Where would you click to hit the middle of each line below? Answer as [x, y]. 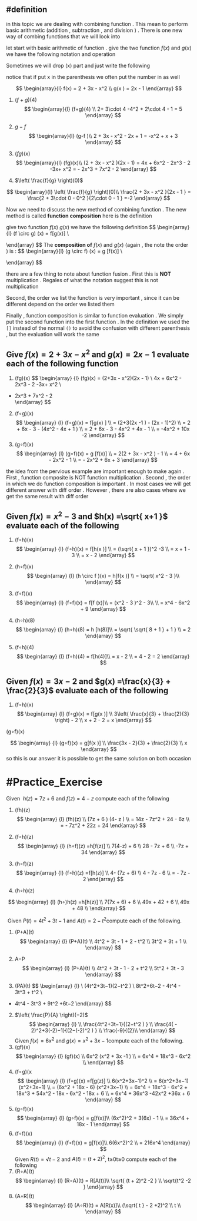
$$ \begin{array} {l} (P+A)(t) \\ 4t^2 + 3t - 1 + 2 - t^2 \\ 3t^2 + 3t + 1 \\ [103, 941]
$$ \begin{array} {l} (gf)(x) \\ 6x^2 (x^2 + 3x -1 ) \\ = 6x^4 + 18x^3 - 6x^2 [103, 1056]
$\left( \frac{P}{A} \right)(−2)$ [51, 1015]
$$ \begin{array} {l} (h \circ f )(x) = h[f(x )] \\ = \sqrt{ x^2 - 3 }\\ [103, 576]
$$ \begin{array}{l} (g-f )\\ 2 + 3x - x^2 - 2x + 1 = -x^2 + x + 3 [103, 135]
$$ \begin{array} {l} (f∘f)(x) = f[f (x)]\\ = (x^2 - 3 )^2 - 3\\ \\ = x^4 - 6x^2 [103, 603]
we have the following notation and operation [61, 54]
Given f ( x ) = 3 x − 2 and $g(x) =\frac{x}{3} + [89, 681]
